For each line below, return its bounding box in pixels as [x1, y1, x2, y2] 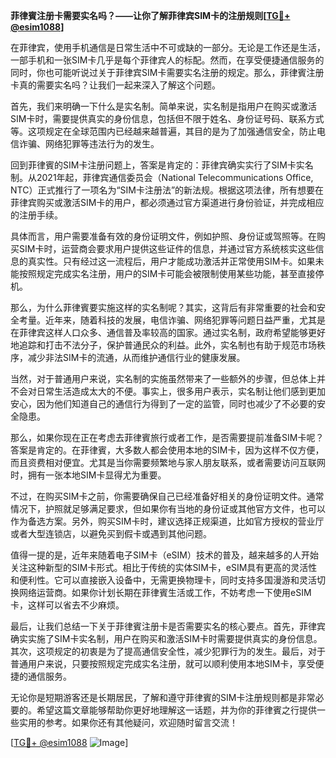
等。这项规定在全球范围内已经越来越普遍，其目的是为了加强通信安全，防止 [10, 125, 317, 137]
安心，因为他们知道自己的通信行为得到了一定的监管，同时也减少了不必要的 [10, 398, 317, 409]
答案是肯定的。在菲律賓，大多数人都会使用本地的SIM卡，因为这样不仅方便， [10, 444, 325, 456]
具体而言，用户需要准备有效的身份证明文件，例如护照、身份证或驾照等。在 [10, 230, 317, 242]
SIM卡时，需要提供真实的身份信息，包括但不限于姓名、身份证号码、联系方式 [10, 113, 325, 124]
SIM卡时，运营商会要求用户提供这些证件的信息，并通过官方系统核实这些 [18, 243, 316, 254]
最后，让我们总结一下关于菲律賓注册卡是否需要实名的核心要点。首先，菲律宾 [10, 620, 326, 632]
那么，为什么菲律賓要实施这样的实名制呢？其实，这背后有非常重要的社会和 [10, 302, 317, 313]
